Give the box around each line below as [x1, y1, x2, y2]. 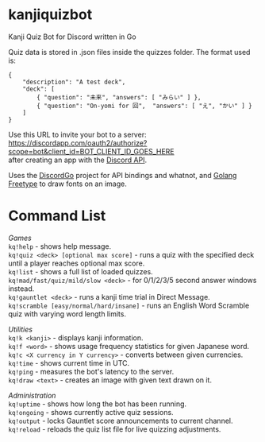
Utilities [8, 324, 33, 334]
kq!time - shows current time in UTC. [8, 358, 130, 367]
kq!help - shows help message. [8, 241, 112, 251]
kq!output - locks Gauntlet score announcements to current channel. [8, 416, 233, 425]
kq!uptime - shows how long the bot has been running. [8, 399, 187, 409]
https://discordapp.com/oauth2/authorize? [8, 138, 148, 148]
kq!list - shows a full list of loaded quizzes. [8, 266, 153, 276]
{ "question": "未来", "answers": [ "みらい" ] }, [36, 93, 202, 101]
